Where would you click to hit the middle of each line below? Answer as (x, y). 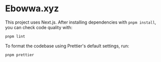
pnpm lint (15, 36)
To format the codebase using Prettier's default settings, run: (67, 46)
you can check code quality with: (39, 27)
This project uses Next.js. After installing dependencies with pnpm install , (81, 22)
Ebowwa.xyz (32, 9)
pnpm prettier (20, 55)
